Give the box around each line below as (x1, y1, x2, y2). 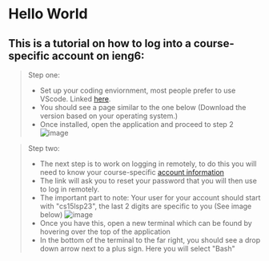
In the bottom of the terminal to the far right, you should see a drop (39, 235, 261, 244)
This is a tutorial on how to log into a (8, 37, 192, 50)
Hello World (8, 5, 88, 23)
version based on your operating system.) (39, 111, 179, 121)
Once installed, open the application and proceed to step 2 (39, 120, 234, 129)
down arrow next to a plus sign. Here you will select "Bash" (39, 244, 236, 253)
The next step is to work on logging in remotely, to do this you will (39, 159, 257, 168)
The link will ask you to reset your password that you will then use (39, 176, 258, 185)
